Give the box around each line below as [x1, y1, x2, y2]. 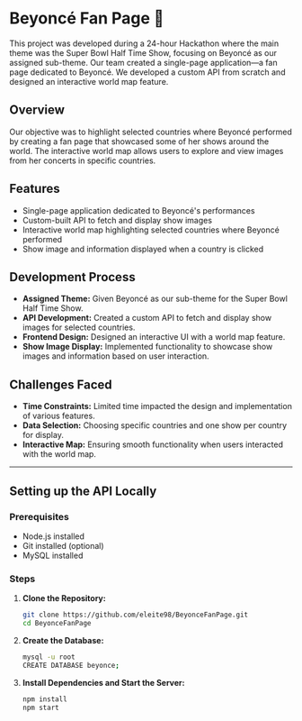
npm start [22, 703, 60, 712]
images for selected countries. [22, 322, 136, 333]
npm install [22, 694, 67, 704]
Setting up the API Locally [9, 483, 157, 498]
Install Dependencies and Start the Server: [22, 677, 185, 688]
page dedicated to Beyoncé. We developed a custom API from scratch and [9, 67, 286, 78]
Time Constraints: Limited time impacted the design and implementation [22, 401, 292, 412]
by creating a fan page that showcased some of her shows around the [9, 135, 270, 147]
